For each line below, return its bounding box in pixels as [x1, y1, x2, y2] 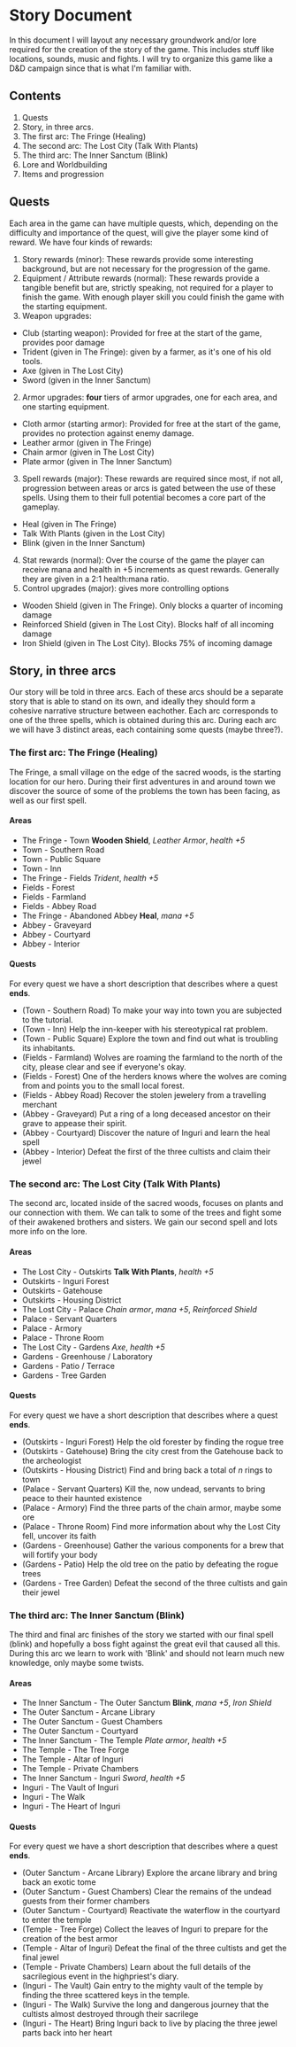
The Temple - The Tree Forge [21, 1745, 130, 1755]
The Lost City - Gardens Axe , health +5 [21, 1342, 165, 1352]
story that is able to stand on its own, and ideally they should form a [9, 697, 256, 707]
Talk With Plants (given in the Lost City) [21, 528, 166, 539]
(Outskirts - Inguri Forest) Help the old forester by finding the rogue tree [21, 1436, 285, 1447]
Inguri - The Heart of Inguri [21, 1801, 121, 1812]
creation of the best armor [21, 1934, 118, 1944]
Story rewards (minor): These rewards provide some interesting [21, 253, 254, 264]
